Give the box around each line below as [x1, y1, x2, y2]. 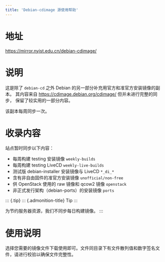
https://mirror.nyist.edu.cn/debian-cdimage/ [5, 47, 97, 54]
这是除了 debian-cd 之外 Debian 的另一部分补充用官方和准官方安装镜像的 [5, 84, 156, 91]
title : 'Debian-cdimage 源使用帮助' [5, 7, 79, 13]
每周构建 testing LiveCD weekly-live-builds [12, 162, 104, 168]
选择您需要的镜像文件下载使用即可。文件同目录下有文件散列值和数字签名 [5, 245, 155, 251]
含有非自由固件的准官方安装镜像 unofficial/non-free [12, 175, 124, 181]
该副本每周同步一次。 [5, 108, 49, 114]
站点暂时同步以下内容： [5, 145, 54, 151]
